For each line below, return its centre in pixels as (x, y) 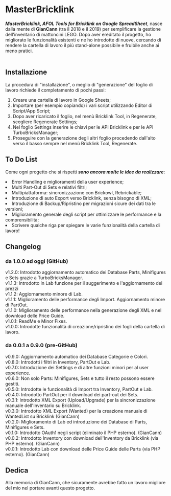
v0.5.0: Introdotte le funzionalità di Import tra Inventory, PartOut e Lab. (79, 389)
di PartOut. (17, 305)
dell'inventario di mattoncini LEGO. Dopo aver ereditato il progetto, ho (78, 34)
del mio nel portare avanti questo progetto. (50, 488)
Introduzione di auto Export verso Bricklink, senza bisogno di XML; (82, 198)
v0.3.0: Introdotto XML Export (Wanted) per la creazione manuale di (77, 411)
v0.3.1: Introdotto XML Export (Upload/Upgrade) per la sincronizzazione (80, 400)
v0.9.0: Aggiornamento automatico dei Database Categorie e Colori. (77, 356)
